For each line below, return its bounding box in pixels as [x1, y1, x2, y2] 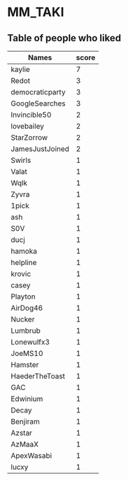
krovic [10, 269, 31, 278]
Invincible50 [10, 110, 52, 120]
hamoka [10, 246, 37, 256]
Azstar [10, 428, 33, 438]
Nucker [10, 315, 35, 324]
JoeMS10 [10, 349, 43, 358]
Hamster [10, 360, 39, 369]
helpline [10, 258, 37, 267]
